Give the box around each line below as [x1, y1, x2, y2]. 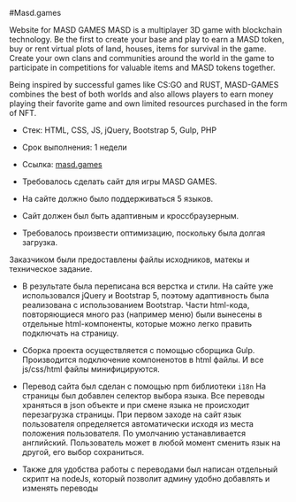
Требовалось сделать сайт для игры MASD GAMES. [21, 176, 218, 187]
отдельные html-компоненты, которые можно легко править [21, 319, 252, 328]
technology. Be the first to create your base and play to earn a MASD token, [9, 35, 285, 44]
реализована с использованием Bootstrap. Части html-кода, [21, 300, 250, 310]
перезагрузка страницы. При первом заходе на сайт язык [21, 409, 242, 420]
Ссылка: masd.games [21, 159, 103, 169]
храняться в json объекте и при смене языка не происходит [21, 400, 250, 410]
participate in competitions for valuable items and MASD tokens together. [9, 62, 276, 73]
